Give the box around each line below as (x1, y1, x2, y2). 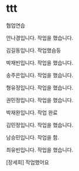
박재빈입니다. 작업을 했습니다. (6, 59, 74, 66)
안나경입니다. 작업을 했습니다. (6, 34, 74, 41)
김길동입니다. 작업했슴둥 (6, 46, 61, 54)
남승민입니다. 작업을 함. (6, 134, 60, 141)
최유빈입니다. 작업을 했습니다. (6, 146, 74, 153)
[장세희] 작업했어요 (6, 159, 50, 166)
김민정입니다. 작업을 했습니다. (6, 121, 74, 128)
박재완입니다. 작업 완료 (6, 109, 58, 116)
